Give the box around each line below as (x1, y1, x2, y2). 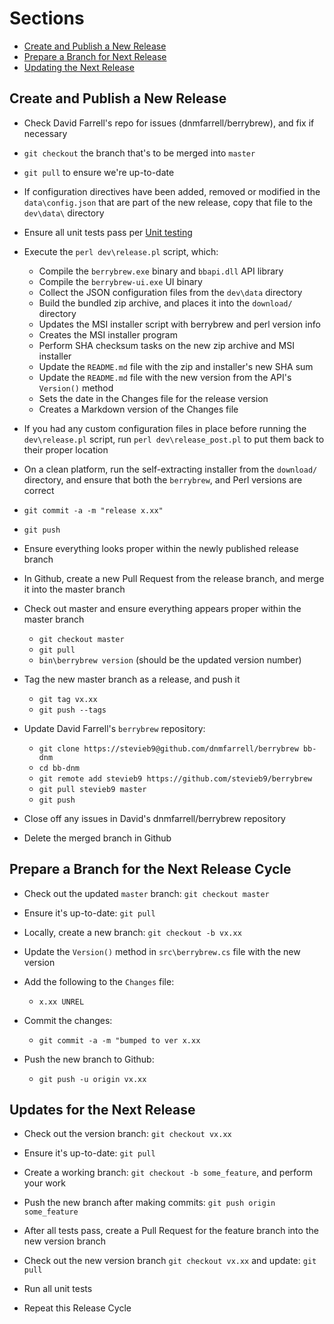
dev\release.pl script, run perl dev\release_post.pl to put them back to (23, 433, 325, 445)
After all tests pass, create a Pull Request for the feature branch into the (23, 1225, 319, 1237)
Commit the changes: (23, 1014, 113, 1026)
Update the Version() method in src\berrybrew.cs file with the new (23, 945, 301, 957)
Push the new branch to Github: (23, 1053, 155, 1065)
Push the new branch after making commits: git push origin (23, 1197, 276, 1209)
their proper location (23, 443, 109, 456)
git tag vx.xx (38, 694, 98, 704)
